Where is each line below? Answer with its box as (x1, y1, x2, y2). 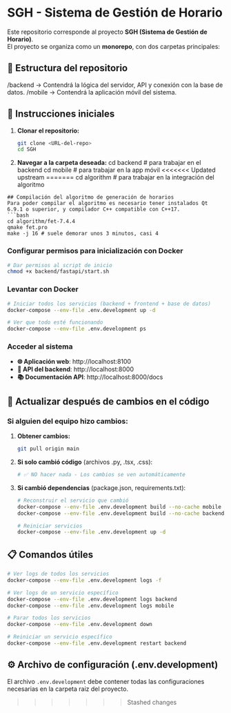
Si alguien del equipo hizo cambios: (7, 416, 129, 426)
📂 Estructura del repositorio (7, 62, 128, 74)
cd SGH (17, 146, 37, 153)
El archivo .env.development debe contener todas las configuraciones (7, 677, 205, 685)
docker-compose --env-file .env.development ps (7, 326, 147, 333)
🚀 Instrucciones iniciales (7, 108, 115, 120)
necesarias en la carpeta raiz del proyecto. (7, 685, 129, 693)
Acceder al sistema (7, 342, 73, 351)
